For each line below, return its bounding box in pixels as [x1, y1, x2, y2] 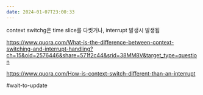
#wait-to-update [6, 82, 48, 89]
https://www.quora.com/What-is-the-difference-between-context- [6, 38, 174, 46]
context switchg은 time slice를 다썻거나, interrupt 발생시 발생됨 [6, 26, 160, 33]
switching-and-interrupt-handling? [6, 45, 93, 52]
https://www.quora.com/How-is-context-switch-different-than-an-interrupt [6, 69, 196, 77]
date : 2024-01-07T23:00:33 [6, 9, 75, 15]
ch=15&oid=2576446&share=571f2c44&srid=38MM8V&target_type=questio [6, 51, 197, 58]
